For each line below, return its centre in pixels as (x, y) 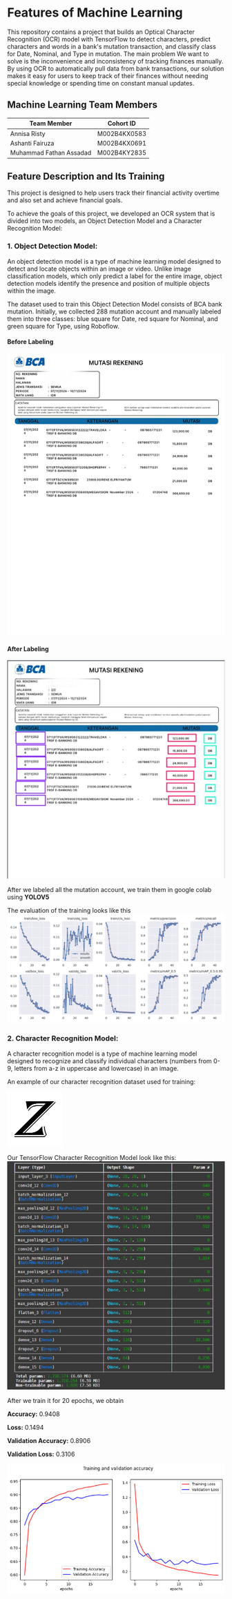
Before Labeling (30, 342)
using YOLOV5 (28, 897)
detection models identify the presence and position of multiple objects (109, 283)
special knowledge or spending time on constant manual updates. (101, 83)
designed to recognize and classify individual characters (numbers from (109, 1060)
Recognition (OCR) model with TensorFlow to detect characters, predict (109, 39)
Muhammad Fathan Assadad (51, 153)
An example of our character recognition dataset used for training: (101, 1081)
